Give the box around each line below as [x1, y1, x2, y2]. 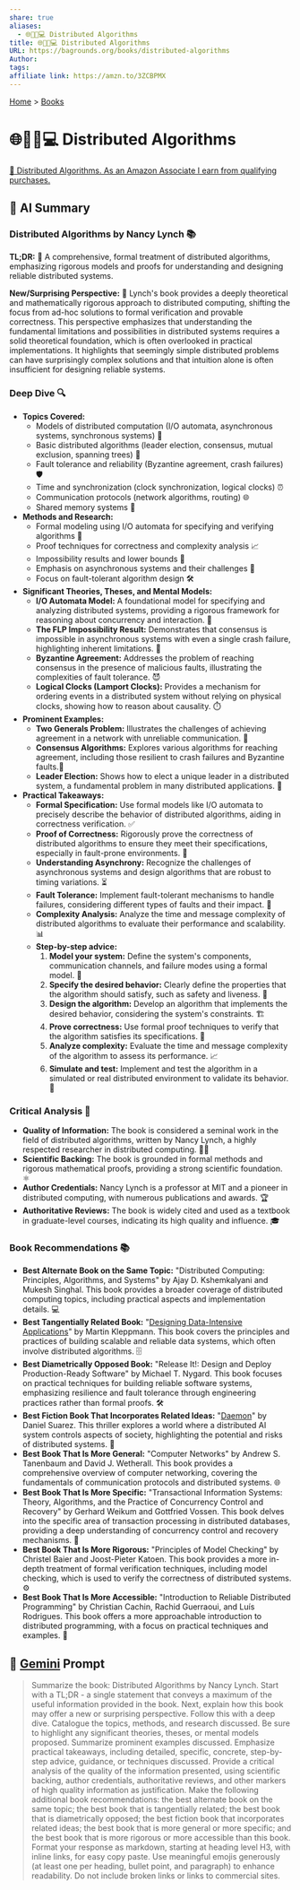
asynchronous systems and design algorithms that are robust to [35, 866, 271, 877]
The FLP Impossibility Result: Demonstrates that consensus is [35, 624, 268, 635]
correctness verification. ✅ [35, 818, 135, 829]
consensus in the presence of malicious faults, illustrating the [35, 662, 262, 672]
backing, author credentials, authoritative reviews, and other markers [30, 1775, 287, 1786]
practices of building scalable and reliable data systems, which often [21, 1336, 276, 1347]
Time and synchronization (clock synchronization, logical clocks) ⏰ [35, 481, 284, 492]
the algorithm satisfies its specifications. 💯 [48, 1030, 206, 1041]
